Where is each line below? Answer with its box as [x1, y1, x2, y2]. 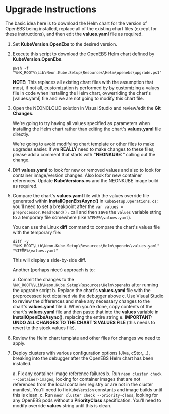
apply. [12, 340, 26, 346]
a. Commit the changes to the [12, 276, 74, 282]
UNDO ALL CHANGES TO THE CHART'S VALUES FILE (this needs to [12, 319, 155, 325]
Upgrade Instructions [5, 4, 97, 15]
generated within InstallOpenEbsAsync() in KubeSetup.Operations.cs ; [12, 198, 158, 204]
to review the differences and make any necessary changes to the [12, 298, 150, 304]
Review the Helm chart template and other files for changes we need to [12, 335, 161, 341]
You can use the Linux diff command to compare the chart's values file [12, 224, 160, 230]
